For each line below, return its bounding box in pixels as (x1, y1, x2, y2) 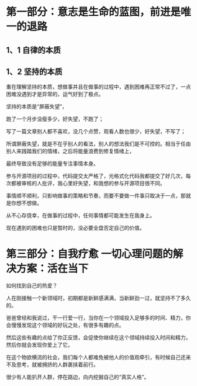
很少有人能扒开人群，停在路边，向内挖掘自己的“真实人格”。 (6, 374, 150, 381)
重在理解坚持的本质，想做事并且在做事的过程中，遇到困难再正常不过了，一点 (6, 83, 191, 91)
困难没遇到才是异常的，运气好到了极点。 (6, 91, 104, 98)
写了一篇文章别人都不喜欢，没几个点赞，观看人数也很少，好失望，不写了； (6, 128, 186, 135)
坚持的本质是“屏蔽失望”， (6, 103, 67, 110)
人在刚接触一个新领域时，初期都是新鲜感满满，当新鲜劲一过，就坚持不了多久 (6, 295, 191, 302)
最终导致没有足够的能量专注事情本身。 (6, 160, 98, 167)
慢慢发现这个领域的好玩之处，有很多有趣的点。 (11, 322, 124, 329)
